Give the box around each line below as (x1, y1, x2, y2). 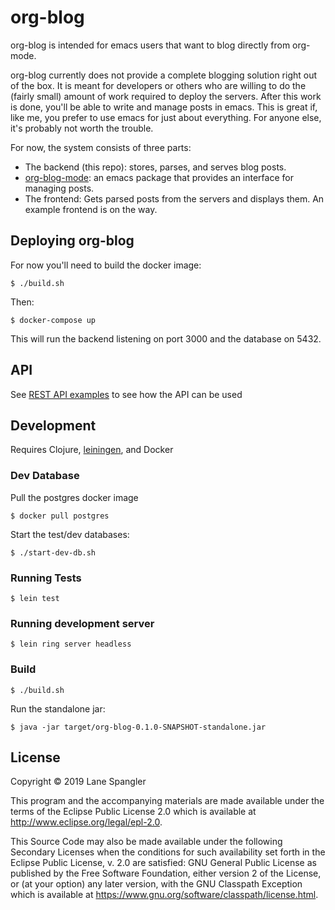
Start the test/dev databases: (10, 528, 130, 540)
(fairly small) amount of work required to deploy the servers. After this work (10, 90, 322, 102)
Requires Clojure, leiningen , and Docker (10, 444, 174, 456)
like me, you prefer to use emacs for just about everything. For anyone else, (10, 111, 322, 123)
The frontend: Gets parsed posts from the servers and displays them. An (24, 192, 325, 205)
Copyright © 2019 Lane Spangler (10, 776, 147, 788)
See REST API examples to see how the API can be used (10, 388, 243, 400)
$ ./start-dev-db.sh (10, 547, 97, 558)
